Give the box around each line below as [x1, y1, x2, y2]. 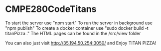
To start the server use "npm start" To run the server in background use [5, 20, 153, 26]
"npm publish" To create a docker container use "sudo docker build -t [5, 25, 149, 31]
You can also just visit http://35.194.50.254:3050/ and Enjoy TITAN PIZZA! [5, 40, 157, 46]
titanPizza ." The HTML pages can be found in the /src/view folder [5, 30, 141, 36]
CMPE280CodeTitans [5, 3, 97, 15]
